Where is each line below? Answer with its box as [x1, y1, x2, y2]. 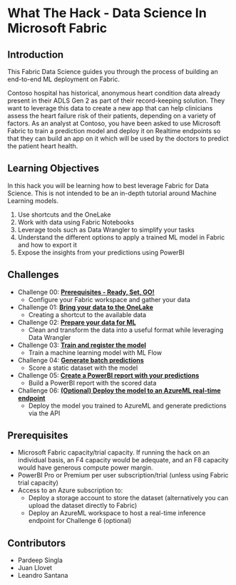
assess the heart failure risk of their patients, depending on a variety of [7, 112, 216, 120]
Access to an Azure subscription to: [17, 486, 123, 495]
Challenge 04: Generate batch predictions [17, 356, 144, 364]
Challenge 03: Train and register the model [17, 341, 146, 349]
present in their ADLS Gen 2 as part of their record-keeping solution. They [7, 96, 225, 105]
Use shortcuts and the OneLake [17, 210, 111, 219]
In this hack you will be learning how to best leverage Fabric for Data [7, 181, 209, 190]
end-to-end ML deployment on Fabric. [7, 75, 120, 83]
